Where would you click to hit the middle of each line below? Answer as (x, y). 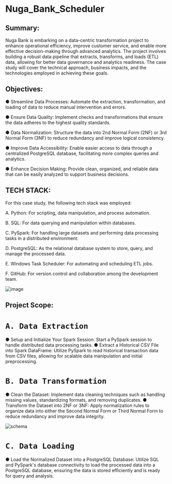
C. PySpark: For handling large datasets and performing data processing (82, 232)
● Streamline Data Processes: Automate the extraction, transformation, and (85, 101)
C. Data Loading (40, 446)
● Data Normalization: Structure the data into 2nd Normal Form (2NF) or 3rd (86, 132)
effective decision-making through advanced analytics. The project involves (86, 51)
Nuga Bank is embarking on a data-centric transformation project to (77, 40)
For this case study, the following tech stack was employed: (69, 203)
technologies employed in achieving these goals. (57, 73)
